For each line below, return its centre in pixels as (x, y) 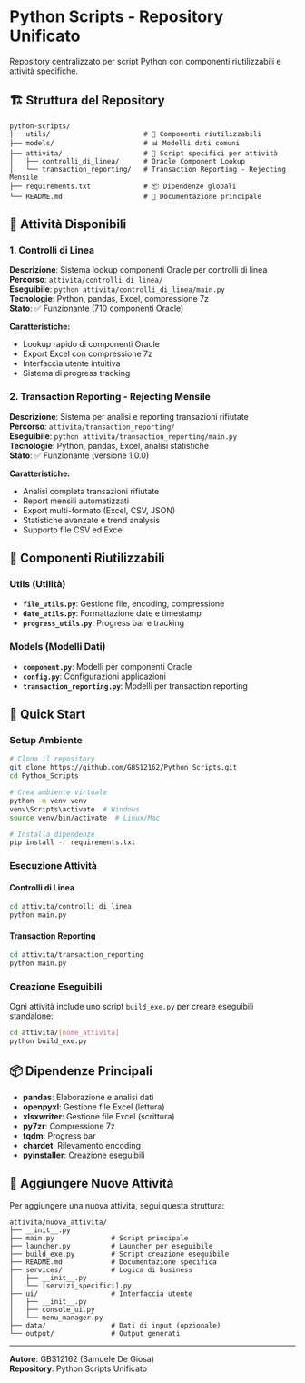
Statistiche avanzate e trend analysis (91, 520)
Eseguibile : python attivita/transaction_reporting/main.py (123, 436)
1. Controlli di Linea (52, 250)
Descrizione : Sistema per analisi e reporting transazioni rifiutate (129, 416)
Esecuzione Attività (54, 866)
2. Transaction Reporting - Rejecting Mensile (110, 397)
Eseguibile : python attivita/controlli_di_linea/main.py (117, 289)
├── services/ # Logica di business (101, 1269)
